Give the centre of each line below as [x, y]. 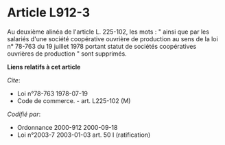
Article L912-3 [49, 13]
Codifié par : [24, 114]
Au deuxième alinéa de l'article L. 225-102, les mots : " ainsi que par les [108, 32]
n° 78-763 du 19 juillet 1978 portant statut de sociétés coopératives [102, 46]
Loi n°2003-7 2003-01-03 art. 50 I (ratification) [84, 135]
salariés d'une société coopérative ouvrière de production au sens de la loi [113, 38]
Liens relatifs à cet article [44, 67]
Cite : [14, 80]
